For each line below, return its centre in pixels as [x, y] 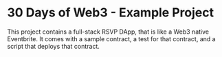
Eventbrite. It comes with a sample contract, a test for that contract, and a [111, 38]
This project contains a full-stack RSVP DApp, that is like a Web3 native [108, 32]
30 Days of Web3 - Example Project [111, 13]
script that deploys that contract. [53, 46]
